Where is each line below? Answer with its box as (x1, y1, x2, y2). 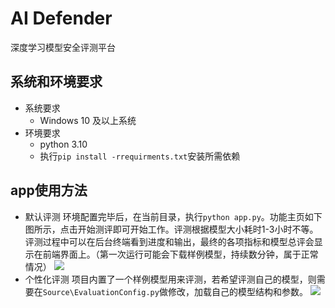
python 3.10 (39, 138, 88, 150)
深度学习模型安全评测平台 (10, 41, 116, 53)
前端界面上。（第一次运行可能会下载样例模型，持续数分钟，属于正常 (42, 248, 319, 260)
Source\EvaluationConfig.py (42, 287, 160, 297)
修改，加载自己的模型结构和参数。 (167, 285, 308, 297)
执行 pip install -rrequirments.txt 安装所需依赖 (39, 150, 241, 162)
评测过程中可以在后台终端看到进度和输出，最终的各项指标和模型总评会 (24, 235, 315, 247)
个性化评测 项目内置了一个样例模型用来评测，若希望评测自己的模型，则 (24, 273, 317, 285)
